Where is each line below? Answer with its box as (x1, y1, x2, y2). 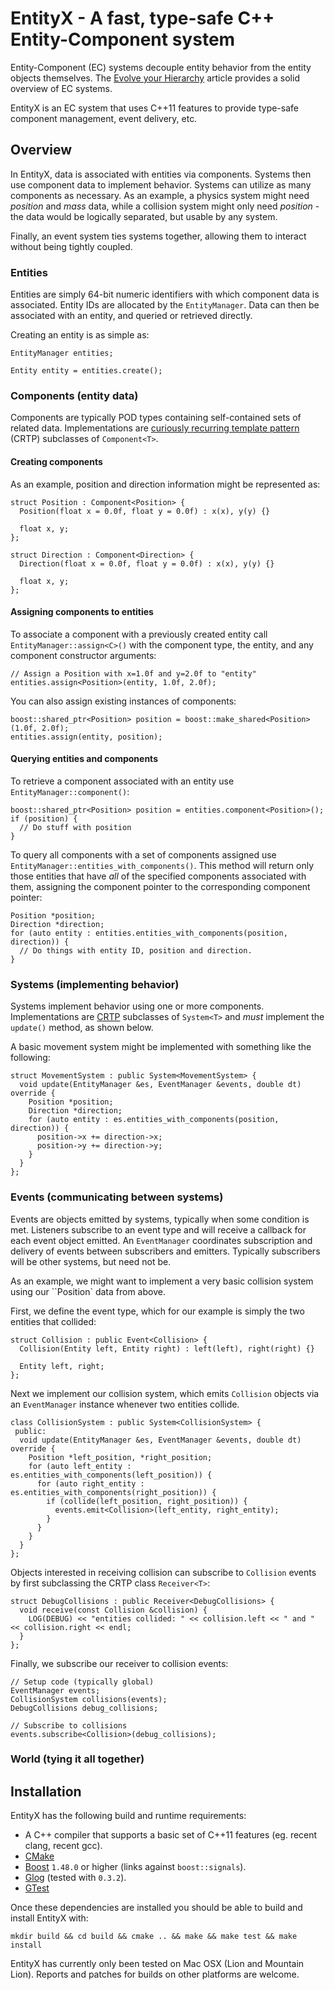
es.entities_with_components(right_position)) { (10, 1487, 217, 1497)
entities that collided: (10, 1315, 97, 1327)
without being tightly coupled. (10, 240, 133, 252)
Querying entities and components (10, 753, 158, 765)
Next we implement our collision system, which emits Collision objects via (10, 1387, 320, 1399)
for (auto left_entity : (28, 1461, 132, 1471)
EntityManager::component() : (10, 785, 130, 797)
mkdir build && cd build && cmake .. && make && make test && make (10, 1932, 298, 1942)
